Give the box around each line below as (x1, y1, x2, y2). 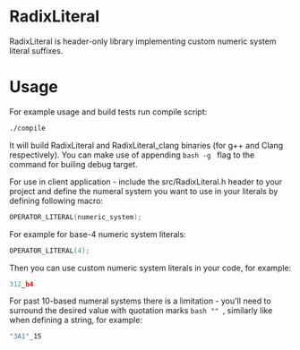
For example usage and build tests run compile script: (9, 106, 208, 117)
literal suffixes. (9, 45, 64, 55)
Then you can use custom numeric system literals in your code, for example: (9, 262, 292, 273)
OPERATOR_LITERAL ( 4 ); (9, 246, 90, 255)
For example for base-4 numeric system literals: (9, 228, 186, 239)
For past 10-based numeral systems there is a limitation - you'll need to (9, 295, 271, 306)
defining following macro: (9, 195, 104, 206)
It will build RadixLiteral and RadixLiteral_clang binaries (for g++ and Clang (9, 140, 284, 150)
